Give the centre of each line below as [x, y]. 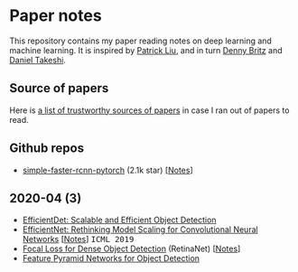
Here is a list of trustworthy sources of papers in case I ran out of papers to [149, 110]
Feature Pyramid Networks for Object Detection [111, 258]
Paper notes [56, 16]
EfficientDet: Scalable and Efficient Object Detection [119, 220]
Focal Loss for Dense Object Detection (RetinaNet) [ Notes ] [131, 249]
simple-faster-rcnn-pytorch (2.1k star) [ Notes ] [108, 170]
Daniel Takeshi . [37, 60]
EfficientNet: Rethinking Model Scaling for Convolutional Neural [140, 230]
